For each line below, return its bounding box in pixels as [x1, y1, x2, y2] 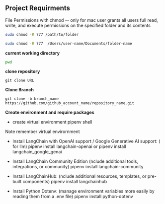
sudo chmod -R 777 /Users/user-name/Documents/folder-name [5, 41, 133, 46]
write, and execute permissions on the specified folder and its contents [5, 22, 151, 28]
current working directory [5, 50, 60, 56]
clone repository [5, 68, 40, 74]
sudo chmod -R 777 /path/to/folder [5, 32, 79, 37]
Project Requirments [5, 4, 71, 12]
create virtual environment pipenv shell [12, 119, 92, 125]
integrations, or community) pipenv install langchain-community [12, 164, 144, 170]
